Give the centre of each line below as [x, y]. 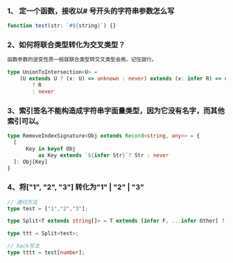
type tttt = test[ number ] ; [46, 253]
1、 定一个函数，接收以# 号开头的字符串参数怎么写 [91, 10]
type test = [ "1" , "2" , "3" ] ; [48, 209]
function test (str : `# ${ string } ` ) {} [62, 26]
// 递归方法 [23, 202]
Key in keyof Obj [51, 149]
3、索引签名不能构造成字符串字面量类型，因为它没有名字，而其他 [116, 110]
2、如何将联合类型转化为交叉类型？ [67, 45]
